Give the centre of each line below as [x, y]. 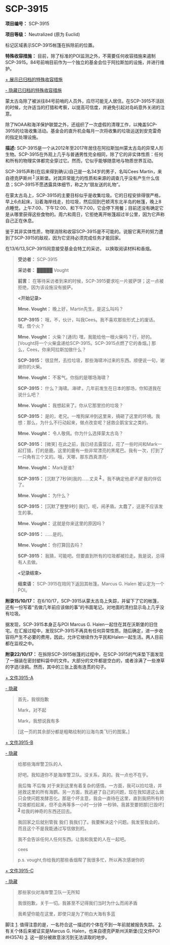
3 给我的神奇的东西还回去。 [46, 811]
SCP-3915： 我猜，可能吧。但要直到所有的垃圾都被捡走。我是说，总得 [91, 556]
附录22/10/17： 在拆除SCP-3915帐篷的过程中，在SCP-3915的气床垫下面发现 [84, 654]
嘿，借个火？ [31, 326]
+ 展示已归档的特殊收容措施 [34, 79]
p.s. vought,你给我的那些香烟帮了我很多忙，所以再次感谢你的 [81, 860]
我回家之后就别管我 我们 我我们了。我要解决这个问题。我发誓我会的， [90, 822]
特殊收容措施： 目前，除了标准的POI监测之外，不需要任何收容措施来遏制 [80, 56]
